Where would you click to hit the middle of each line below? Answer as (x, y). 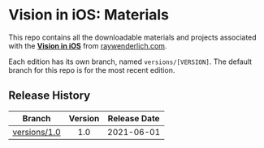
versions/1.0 (37, 132)
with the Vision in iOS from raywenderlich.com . (88, 45)
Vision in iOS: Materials (89, 15)
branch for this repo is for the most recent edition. (92, 70)
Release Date (134, 118)
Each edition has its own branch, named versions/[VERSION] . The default (130, 61)
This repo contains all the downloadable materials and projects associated (133, 37)
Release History (50, 96)
